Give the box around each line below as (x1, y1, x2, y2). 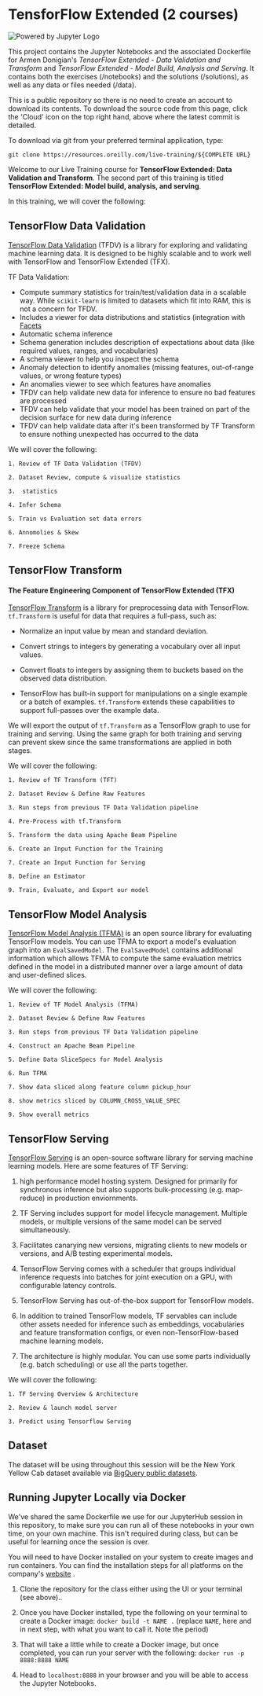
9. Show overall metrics (8, 1110, 89, 1119)
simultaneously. (19, 1224, 71, 1235)
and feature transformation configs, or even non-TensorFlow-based (19, 1327, 239, 1337)
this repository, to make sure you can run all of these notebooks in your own (8, 1520, 254, 1529)
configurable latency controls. (19, 1280, 117, 1290)
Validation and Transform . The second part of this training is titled (8, 173, 224, 182)
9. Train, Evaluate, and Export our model (8, 887, 149, 894)
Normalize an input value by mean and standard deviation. (19, 626, 209, 636)
